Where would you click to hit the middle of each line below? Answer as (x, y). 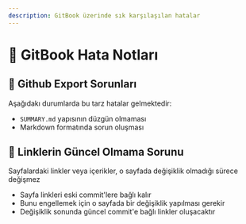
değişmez (25, 180)
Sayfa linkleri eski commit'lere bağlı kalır (86, 195)
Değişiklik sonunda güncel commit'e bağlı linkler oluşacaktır (117, 212)
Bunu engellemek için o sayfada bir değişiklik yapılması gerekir (122, 203)
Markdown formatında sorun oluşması (82, 127)
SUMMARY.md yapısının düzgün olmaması (83, 118)
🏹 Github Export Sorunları (73, 84)
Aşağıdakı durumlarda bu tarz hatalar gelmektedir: (90, 103)
